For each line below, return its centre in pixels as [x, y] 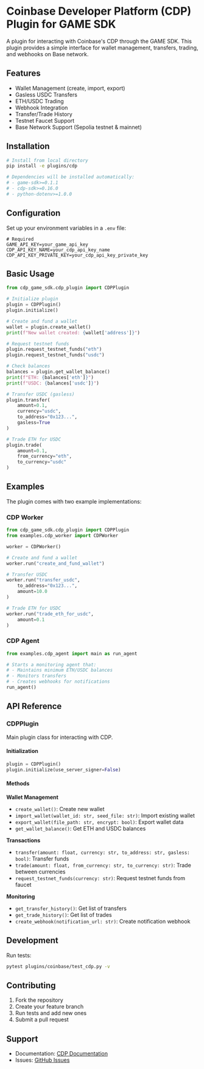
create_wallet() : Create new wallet [60, 809]
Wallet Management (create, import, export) [70, 88]
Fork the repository [39, 1000]
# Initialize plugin [33, 299]
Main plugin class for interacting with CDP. [60, 737]
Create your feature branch [49, 1007]
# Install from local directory [47, 160]
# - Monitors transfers [37, 676]
